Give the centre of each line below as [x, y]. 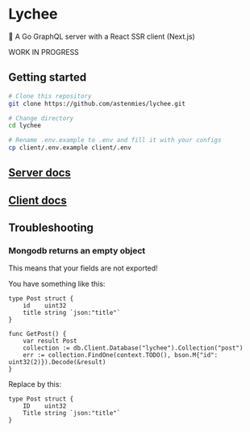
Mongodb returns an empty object [77, 251]
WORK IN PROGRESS [44, 52]
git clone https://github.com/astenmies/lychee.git [97, 103]
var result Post [50, 341]
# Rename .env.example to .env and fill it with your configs [115, 141]
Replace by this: [35, 384]
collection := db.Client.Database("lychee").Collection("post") [133, 348]
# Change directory [41, 118]
